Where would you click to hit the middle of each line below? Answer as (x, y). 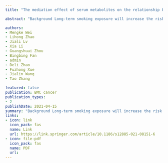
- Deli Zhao (17, 65)
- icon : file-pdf (23, 139)
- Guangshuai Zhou (24, 51)
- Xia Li (14, 46)
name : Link (21, 130)
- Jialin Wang (20, 74)
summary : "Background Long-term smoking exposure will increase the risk (84, 111)
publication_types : (25, 97)
